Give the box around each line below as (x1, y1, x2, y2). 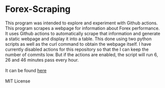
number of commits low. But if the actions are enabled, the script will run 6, (5, 51, 159, 58)
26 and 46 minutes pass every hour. (5, 57, 79, 63)
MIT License (5, 78, 31, 84)
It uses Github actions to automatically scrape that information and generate (5, 30, 161, 36)
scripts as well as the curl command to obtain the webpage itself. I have (5, 41, 152, 47)
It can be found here (5, 67, 47, 73)
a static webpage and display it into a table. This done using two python (5, 36, 152, 42)
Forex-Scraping (5, 3, 71, 15)
